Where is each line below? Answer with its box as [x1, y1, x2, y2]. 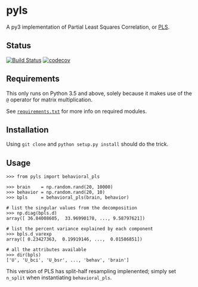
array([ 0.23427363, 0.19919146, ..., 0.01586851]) [6, 236, 143, 242]
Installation [6, 125, 49, 135]
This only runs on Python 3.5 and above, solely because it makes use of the [6, 90, 192, 97]
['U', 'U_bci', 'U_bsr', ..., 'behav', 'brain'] [6, 257, 129, 263]
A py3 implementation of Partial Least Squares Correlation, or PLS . [6, 23, 170, 30]
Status [6, 41, 32, 51]
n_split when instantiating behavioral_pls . [6, 274, 112, 281]
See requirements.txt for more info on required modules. [6, 107, 147, 115]
